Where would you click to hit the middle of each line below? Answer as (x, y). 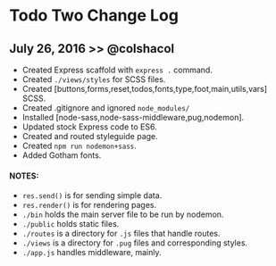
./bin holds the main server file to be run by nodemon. (123, 214)
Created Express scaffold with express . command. (117, 70)
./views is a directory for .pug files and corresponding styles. (135, 243)
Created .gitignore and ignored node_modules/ (106, 108)
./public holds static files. (71, 224)
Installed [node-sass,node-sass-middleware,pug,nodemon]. (133, 117)
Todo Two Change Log (94, 16)
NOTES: (24, 176)
